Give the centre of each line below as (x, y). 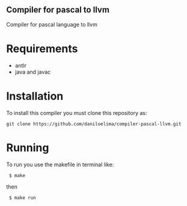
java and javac (33, 72)
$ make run (22, 198)
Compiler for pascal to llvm (58, 10)
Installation (35, 96)
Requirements (42, 49)
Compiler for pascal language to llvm (52, 24)
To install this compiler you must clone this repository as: (77, 113)
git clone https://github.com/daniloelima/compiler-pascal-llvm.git (94, 124)
